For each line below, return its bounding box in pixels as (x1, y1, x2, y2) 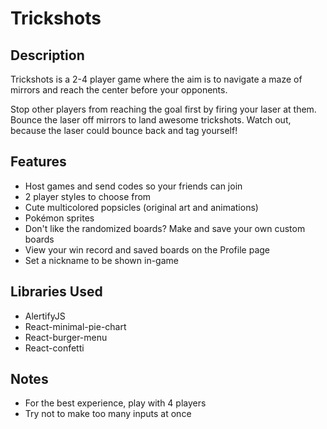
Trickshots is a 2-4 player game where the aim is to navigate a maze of (10, 73, 303, 85)
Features (10, 153, 67, 171)
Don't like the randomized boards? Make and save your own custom (24, 222, 306, 234)
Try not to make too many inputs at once (24, 408, 192, 420)
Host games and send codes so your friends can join (24, 180, 243, 192)
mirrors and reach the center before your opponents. (10, 84, 228, 96)
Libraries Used (10, 283, 103, 301)
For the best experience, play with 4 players (24, 397, 207, 409)
